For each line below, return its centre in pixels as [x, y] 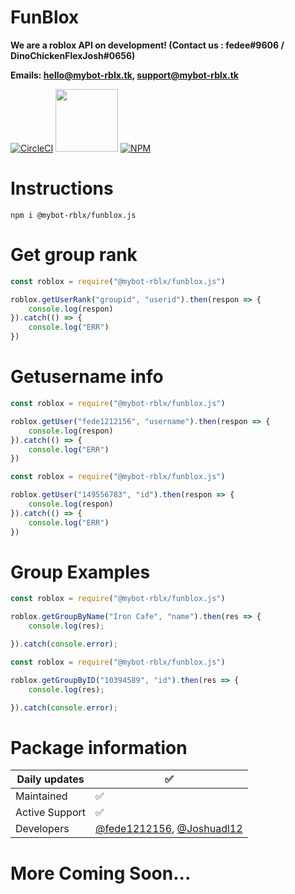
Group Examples [80, 572]
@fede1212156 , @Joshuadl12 [169, 829]
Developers [42, 829]
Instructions [62, 188]
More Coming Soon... [101, 873]
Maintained [41, 796]
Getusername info [87, 377]
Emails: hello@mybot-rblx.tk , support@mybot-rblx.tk [124, 75]
